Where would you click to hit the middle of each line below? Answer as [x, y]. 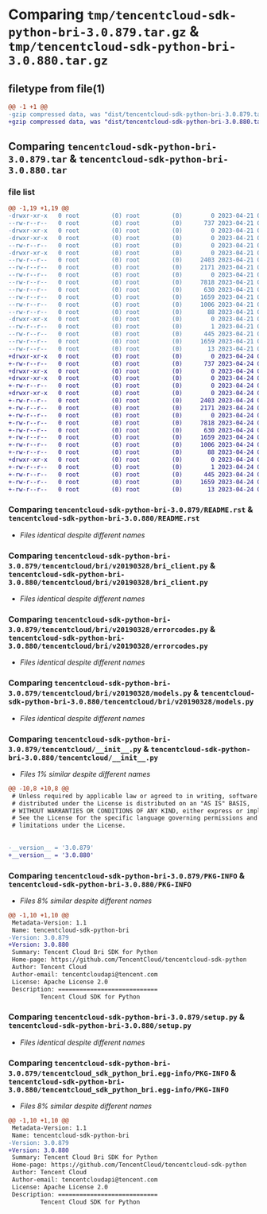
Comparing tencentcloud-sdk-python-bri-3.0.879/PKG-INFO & [126, 875]
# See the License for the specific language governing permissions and [135, 818]
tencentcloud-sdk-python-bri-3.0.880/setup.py [100, 1026]
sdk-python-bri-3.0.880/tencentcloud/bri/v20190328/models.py [131, 702]
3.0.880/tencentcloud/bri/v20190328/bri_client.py [108, 582]
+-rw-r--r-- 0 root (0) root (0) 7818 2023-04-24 [131, 423]
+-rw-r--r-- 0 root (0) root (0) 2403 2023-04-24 [131, 401]
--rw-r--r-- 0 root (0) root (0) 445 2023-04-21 [131, 334]
